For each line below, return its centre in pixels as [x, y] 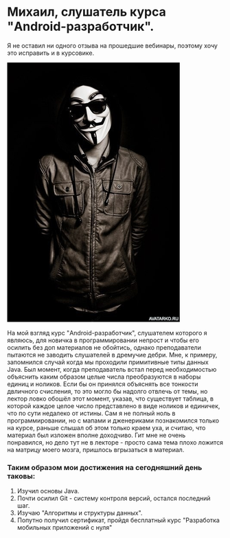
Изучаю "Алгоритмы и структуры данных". [80, 513]
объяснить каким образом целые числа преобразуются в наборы [104, 377]
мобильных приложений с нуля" [65, 528]
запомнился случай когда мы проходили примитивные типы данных [108, 362]
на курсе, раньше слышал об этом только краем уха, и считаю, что [106, 427]
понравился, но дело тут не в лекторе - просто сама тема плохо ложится [115, 442]
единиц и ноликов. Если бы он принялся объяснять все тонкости [103, 384]
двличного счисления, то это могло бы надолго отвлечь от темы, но [107, 391]
